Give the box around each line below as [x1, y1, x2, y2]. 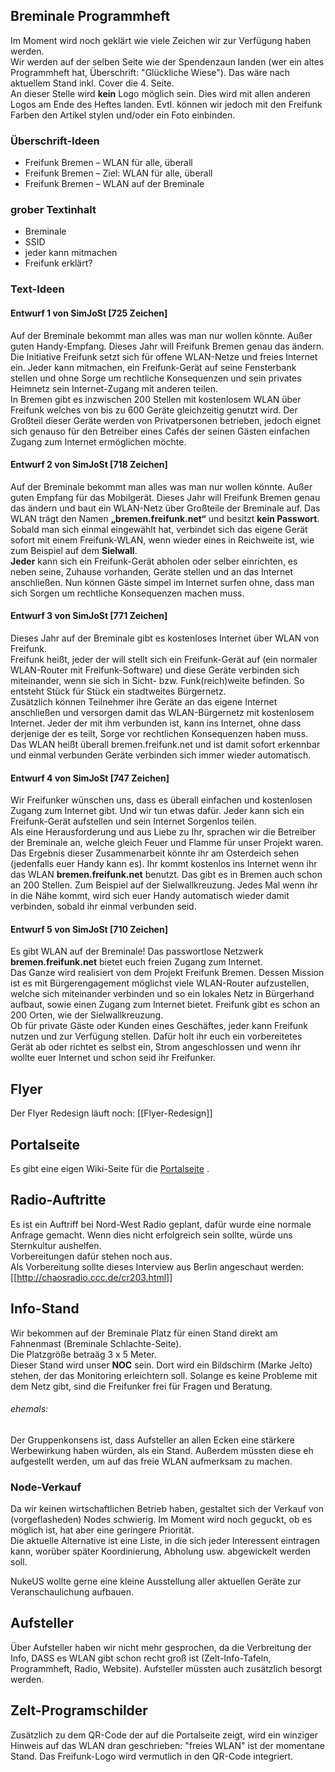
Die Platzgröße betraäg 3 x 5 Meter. [10, 1348, 157, 1360]
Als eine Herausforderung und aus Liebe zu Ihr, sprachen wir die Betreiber [10, 826, 317, 838]
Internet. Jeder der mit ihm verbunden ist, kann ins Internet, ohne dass [10, 717, 302, 729]
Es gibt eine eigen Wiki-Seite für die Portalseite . [10, 1162, 210, 1174]
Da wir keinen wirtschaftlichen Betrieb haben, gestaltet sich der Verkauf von [10, 1503, 325, 1515]
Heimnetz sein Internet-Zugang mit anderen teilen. [10, 382, 218, 394]
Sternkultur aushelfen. [10, 1239, 102, 1251]
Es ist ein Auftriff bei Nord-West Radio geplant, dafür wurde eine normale [10, 1218, 312, 1230]
